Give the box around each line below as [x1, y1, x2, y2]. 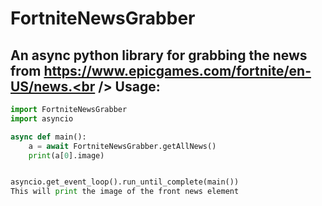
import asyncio [10, 113, 74, 124]
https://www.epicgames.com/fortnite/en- [43, 62, 312, 79]
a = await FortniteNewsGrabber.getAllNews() [28, 141, 217, 151]
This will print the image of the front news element [10, 187, 240, 197]
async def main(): [10, 132, 87, 142]
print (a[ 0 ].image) [28, 150, 105, 161]
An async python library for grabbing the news [10, 47, 308, 64]
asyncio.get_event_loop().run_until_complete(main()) [10, 177, 240, 187]
